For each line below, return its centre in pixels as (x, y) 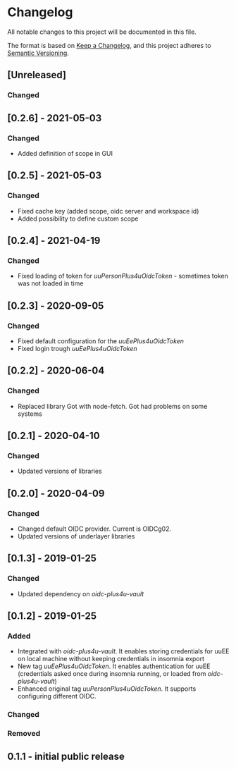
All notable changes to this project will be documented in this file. (102, 32)
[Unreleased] (37, 75)
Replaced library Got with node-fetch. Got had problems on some (112, 406)
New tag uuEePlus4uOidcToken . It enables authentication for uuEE (114, 666)
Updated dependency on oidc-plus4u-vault (81, 593)
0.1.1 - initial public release (66, 756)
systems (30, 414)
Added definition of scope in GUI (65, 153)
